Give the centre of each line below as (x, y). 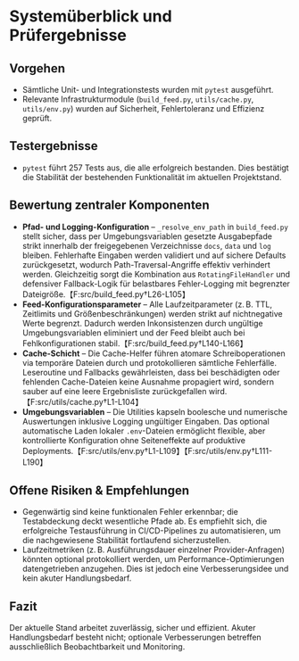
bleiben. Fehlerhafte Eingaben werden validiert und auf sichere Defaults (154, 255)
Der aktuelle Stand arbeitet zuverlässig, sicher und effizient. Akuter (133, 628)
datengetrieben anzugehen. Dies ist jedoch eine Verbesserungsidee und (155, 569)
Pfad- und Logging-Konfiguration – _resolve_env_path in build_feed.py (155, 227)
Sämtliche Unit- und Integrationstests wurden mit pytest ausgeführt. (148, 90)
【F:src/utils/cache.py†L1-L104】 (83, 401)
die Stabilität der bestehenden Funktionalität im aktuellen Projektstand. (152, 177)
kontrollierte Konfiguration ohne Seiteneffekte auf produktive (133, 440)
